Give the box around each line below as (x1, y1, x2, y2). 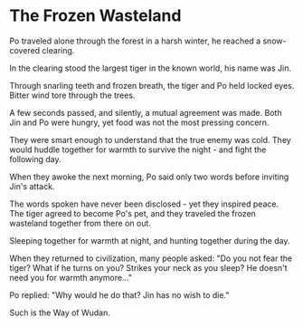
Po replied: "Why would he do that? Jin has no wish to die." (9, 289, 230, 300)
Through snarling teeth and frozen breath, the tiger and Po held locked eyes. (9, 80, 295, 91)
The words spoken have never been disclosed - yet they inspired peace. (9, 198, 279, 209)
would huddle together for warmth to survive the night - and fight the (9, 144, 267, 155)
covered (9, 44, 41, 55)
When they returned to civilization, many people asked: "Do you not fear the (9, 253, 292, 264)
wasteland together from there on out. (9, 217, 152, 228)
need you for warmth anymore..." (9, 272, 133, 283)
